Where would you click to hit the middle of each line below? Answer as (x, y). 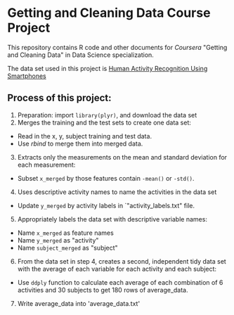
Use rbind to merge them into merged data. (80, 143)
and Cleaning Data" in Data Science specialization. (81, 55)
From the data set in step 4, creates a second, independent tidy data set (122, 261)
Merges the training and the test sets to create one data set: (104, 122)
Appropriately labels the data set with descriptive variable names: (112, 219)
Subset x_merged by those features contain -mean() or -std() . (106, 178)
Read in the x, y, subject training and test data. (85, 136)
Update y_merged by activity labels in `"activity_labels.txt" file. (106, 205)
